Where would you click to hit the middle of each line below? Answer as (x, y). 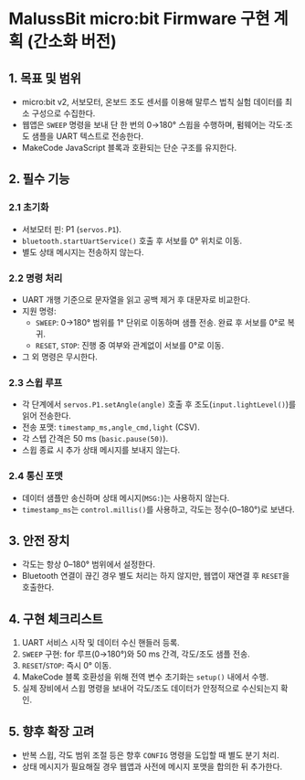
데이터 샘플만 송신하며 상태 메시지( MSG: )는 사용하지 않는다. (126, 497)
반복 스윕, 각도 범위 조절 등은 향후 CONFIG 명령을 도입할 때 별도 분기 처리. (150, 755)
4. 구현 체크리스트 (56, 619)
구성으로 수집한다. (63, 113)
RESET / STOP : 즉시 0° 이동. (66, 666)
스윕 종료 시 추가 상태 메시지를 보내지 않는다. (101, 450)
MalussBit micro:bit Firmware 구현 (139, 19)
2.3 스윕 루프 (36, 382)
